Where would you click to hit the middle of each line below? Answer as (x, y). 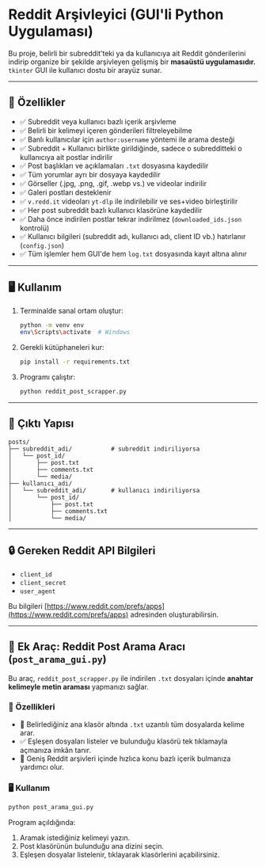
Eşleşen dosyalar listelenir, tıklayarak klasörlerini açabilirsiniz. (120, 854)
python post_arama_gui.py (51, 808)
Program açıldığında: (42, 822)
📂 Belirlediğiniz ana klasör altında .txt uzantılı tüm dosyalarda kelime (132, 724)
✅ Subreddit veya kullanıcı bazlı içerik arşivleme (98, 121)
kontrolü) (34, 228)
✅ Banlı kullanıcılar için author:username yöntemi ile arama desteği (127, 139)
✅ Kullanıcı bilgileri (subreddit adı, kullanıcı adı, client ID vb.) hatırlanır (133, 236)
